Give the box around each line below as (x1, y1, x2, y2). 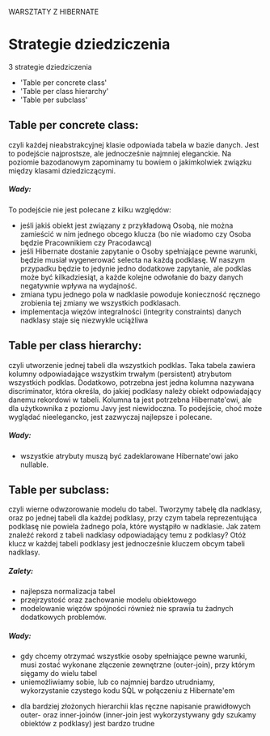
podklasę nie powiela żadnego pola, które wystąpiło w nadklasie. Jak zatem (8, 522, 261, 532)
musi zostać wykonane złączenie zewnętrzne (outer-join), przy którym (19, 660, 255, 670)
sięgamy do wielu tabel (19, 669, 98, 678)
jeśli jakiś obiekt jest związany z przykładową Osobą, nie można (19, 220, 234, 230)
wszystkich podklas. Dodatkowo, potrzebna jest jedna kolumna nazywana (8, 377, 255, 387)
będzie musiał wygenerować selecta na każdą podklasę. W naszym (19, 255, 245, 264)
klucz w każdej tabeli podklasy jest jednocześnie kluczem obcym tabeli (8, 539, 245, 549)
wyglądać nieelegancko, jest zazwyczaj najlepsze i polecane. (8, 412, 213, 421)
